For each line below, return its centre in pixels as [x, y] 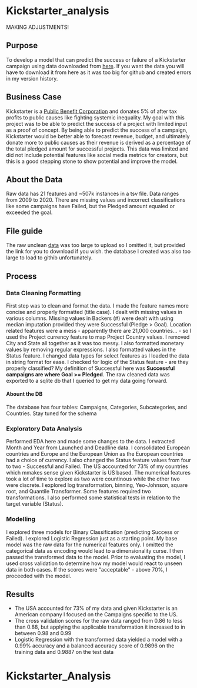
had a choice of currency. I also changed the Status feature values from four [98, 460]
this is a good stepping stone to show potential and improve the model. [92, 161]
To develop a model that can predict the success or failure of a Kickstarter [96, 59]
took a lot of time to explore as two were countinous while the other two [93, 479]
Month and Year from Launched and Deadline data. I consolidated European [98, 447]
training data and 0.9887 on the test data [64, 652]
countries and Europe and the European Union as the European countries [95, 454]
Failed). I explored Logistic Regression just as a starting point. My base [92, 538]
